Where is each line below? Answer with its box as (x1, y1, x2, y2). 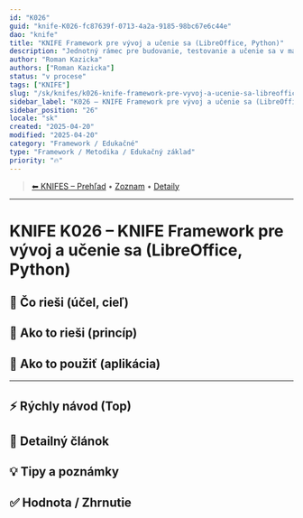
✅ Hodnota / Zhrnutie (9, 495, 133, 510)
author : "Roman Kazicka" (9, 55, 103, 64)
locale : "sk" (9, 114, 59, 123)
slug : (9, 88, 30, 97)
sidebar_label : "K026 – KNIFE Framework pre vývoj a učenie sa (9, 97, 252, 106)
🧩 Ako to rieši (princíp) (9, 326, 138, 341)
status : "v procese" (9, 72, 87, 81)
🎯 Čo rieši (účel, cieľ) (9, 295, 129, 310)
